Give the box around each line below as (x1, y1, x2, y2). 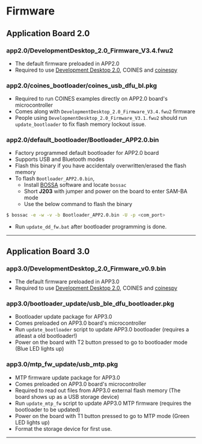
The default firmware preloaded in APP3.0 (14, 278, 120, 286)
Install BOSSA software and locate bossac (23, 181, 127, 189)
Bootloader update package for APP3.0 (14, 313, 112, 320)
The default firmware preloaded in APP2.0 (14, 60, 120, 67)
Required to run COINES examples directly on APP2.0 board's (14, 95, 168, 102)
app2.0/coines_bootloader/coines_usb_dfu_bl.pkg (6, 81, 158, 90)
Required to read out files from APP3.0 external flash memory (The (14, 387, 181, 394)
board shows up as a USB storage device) (14, 393, 120, 400)
